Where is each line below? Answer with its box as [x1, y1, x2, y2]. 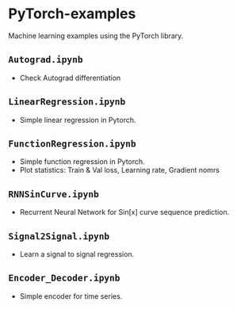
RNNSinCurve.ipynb [8, 188, 99, 200]
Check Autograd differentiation [19, 73, 121, 82]
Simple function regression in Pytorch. [19, 157, 145, 166]
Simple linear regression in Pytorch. [19, 115, 136, 124]
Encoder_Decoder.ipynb [8, 273, 120, 284]
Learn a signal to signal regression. [19, 250, 135, 258]
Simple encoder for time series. [19, 291, 123, 301]
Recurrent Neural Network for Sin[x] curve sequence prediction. [19, 208, 230, 217]
